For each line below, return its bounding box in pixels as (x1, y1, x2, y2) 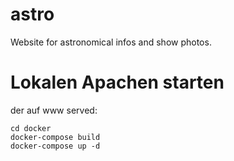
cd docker (10, 123, 52, 133)
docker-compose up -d (10, 141, 101, 151)
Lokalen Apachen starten (10, 71, 225, 94)
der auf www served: (10, 104, 98, 116)
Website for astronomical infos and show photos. (10, 36, 212, 48)
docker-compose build (10, 132, 101, 142)
